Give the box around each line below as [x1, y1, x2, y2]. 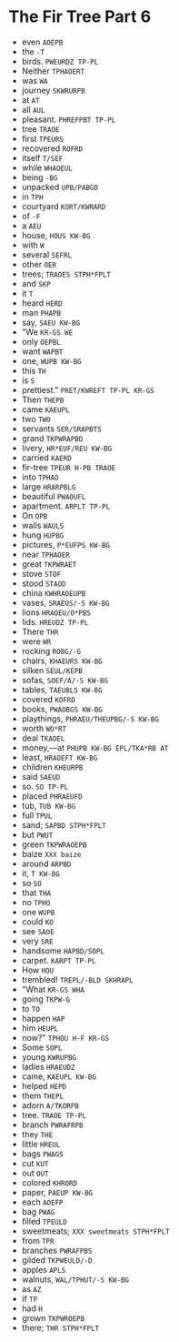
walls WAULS [21, 520, 65, 530]
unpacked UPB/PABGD [21, 181, 99, 192]
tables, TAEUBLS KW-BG [21, 684, 103, 695]
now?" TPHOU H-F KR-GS [21, 1032, 110, 1043]
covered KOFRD [21, 693, 76, 704]
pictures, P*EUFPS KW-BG [21, 539, 111, 550]
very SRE [21, 935, 54, 946]
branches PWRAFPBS [21, 1245, 93, 1256]
